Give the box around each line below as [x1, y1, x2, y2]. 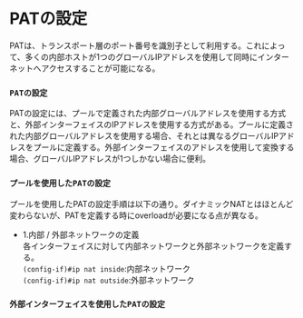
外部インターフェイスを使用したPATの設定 [9, 299, 166, 310]
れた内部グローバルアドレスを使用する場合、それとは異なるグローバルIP [9, 131, 279, 142]
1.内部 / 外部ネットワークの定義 [22, 229, 140, 240]
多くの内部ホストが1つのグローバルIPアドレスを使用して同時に [24, 51, 259, 62]
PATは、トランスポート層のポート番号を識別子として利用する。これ [9, 40, 262, 51]
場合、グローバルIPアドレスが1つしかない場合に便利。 [9, 154, 211, 164]
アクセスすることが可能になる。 [40, 63, 161, 74]
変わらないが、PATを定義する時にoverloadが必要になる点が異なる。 [9, 210, 263, 221]
